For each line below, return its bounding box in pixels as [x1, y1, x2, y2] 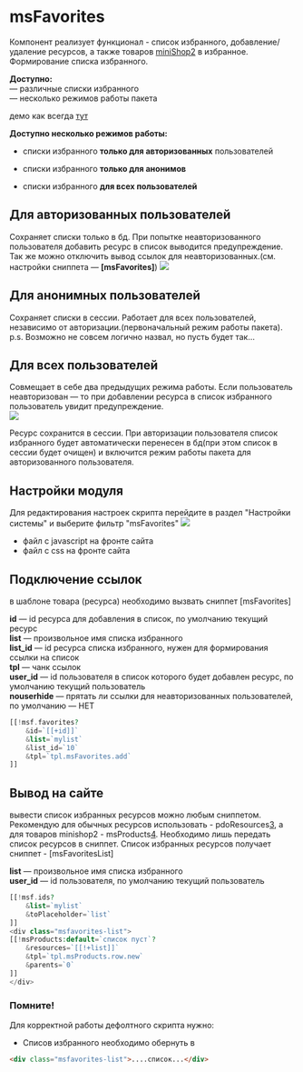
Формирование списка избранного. [9, 55, 149, 66]
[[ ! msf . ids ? [9, 893, 54, 902]
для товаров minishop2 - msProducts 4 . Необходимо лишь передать [9, 829, 271, 840]
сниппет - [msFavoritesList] [9, 848, 114, 859]
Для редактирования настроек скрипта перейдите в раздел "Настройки [9, 507, 291, 518]
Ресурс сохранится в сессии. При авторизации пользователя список [9, 427, 279, 438]
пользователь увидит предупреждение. [9, 401, 164, 412]
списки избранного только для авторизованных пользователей [22, 145, 274, 156]
